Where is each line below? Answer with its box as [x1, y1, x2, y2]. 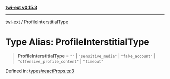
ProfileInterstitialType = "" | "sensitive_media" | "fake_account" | [17, 53, 156, 59]
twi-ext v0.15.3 [5, 5, 38, 10]
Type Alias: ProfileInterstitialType [5, 36, 149, 48]
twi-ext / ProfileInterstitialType [5, 19, 69, 25]
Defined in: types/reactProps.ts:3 [5, 68, 74, 74]
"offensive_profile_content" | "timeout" [17, 58, 104, 64]
